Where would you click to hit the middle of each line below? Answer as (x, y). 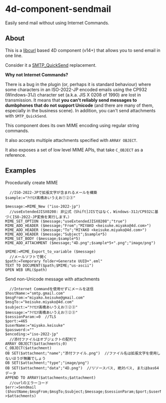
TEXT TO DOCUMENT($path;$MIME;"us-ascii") (49, 266)
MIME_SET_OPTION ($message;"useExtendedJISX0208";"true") (66, 221)
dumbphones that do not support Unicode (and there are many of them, (80, 105)
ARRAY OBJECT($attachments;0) (36, 344)
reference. (16, 155)
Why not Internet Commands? (37, 75)
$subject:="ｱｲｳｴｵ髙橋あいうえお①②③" (41, 307)
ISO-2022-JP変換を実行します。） (42, 217)
